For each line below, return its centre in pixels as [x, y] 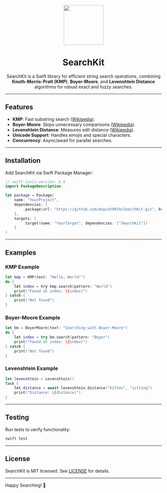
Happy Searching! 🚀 [26, 485]
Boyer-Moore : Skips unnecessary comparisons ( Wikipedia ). [74, 124]
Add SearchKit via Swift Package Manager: [49, 173]
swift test [16, 438]
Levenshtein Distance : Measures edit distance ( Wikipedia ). [73, 129]
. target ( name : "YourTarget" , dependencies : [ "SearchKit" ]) [85, 223]
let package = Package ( [30, 195]
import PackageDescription [33, 186]
